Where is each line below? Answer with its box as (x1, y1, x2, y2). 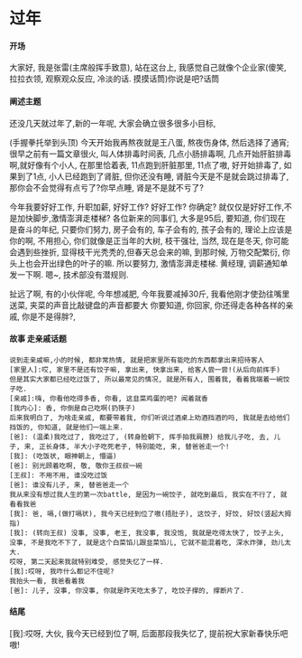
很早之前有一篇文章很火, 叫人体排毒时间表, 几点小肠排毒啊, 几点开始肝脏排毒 (9, 148, 291, 159)
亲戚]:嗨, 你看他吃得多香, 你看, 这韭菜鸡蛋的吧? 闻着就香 (13, 394, 209, 403)
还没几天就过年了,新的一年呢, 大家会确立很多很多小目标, (9, 117, 216, 128)
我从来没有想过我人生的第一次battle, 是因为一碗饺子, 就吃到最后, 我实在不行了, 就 (9, 490, 288, 499)
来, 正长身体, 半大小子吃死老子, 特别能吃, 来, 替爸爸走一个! (23, 442, 230, 451)
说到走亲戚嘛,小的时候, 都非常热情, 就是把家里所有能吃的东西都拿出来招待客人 (9, 355, 264, 364)
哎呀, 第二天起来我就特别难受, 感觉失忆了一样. (9, 557, 164, 566)
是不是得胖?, (29, 311, 77, 322)
